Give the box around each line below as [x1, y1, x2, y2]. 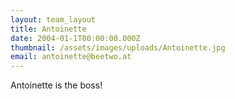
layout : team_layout [10, 14, 97, 25]
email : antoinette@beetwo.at [10, 52, 132, 62]
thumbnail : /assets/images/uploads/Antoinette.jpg [10, 42, 226, 53]
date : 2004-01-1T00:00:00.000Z [10, 33, 141, 43]
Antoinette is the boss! [10, 79, 103, 91]
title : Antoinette [10, 24, 87, 34]
